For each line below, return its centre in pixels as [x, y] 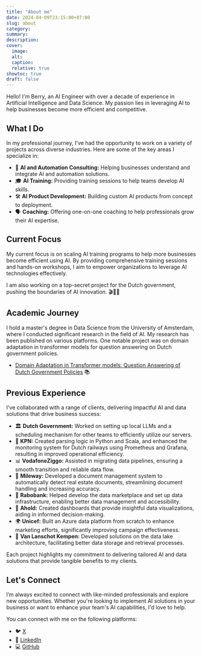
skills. [22, 189]
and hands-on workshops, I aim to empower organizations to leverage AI [96, 267]
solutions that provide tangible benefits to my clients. [72, 561]
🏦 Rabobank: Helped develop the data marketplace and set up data [99, 495]
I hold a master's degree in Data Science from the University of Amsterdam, [100, 328]
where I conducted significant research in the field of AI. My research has [97, 334]
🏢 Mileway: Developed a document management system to [89, 476]
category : [19, 29]
